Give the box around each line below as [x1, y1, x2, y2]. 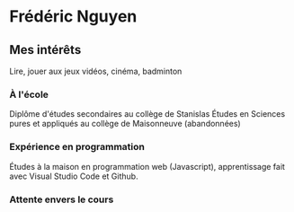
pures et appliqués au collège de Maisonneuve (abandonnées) [9, 119, 241, 129]
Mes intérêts [9, 42, 82, 57]
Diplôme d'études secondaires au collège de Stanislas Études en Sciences [9, 109, 286, 119]
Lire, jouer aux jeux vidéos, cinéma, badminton [9, 66, 183, 76]
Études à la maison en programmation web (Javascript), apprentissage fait [9, 161, 286, 172]
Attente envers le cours [9, 193, 114, 206]
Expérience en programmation [9, 141, 146, 154]
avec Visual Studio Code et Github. [9, 171, 138, 181]
